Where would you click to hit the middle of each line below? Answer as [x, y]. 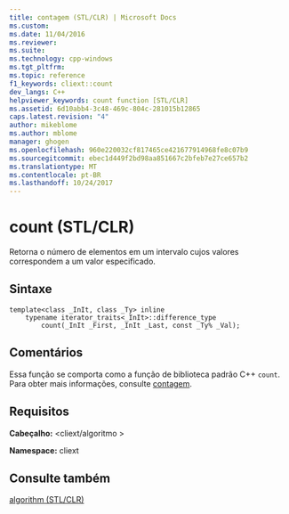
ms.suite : [28, 51]
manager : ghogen [39, 142]
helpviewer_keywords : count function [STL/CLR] [99, 100]
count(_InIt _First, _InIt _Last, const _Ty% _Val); [141, 325]
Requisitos [39, 412]
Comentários [46, 353]
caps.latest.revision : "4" [59, 117]
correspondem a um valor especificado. [82, 261]
